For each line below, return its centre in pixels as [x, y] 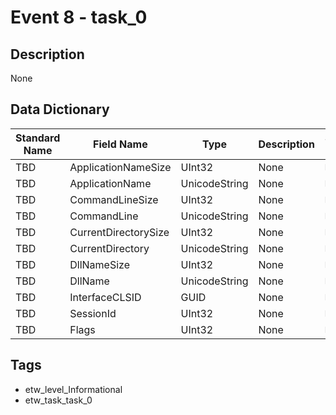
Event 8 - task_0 [79, 17]
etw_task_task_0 [58, 400]
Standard [38, 138]
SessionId [93, 313]
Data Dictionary [60, 109]
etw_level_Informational [73, 389]
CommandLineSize [114, 199]
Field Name [120, 144]
